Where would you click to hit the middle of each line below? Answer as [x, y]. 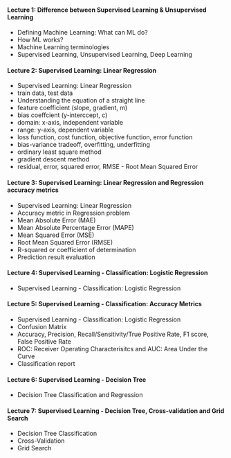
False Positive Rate [44, 342]
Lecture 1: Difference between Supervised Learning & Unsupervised [107, 10]
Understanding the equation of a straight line [81, 100]
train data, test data [45, 93]
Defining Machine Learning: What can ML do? [82, 33]
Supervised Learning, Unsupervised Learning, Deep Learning [104, 55]
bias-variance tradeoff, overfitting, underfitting [84, 145]
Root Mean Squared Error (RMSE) [65, 242]
